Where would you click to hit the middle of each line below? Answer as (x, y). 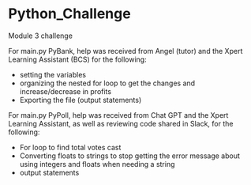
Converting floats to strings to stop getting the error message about (130, 156)
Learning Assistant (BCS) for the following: (78, 59)
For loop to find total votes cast (70, 147)
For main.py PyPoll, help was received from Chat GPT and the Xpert (118, 115)
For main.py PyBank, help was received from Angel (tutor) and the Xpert (126, 51)
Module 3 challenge (41, 36)
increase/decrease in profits (66, 91)
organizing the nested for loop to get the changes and (107, 83)
